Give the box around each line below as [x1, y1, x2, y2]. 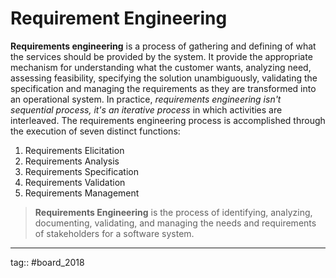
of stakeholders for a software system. [34, 227, 195, 239]
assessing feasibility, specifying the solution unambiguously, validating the [10, 72, 318, 84]
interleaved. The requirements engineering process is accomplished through [10, 114, 326, 126]
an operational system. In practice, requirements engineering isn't [10, 93, 282, 105]
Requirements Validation [24, 176, 126, 188]
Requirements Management [24, 187, 140, 199]
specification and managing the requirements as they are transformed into [10, 82, 317, 94]
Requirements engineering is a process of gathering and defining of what [10, 40, 317, 52]
